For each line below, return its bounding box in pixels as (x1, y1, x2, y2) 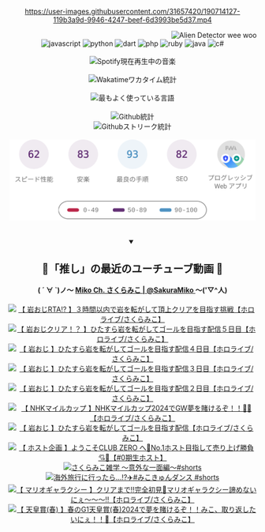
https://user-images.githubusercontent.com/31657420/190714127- (24, 7, 241, 16)
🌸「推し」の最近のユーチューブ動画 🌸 (42, 262, 223, 275)
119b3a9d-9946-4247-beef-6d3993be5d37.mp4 (53, 15, 212, 25)
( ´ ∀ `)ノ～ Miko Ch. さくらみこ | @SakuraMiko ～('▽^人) (37, 285, 228, 295)
